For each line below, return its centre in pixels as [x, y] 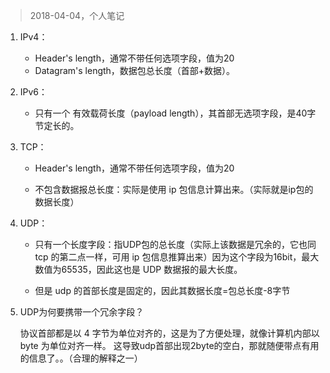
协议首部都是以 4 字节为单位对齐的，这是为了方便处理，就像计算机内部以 [169, 333]
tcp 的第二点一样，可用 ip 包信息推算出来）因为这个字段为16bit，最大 [177, 257]
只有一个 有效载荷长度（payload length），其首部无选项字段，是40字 [175, 113]
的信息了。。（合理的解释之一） [81, 358]
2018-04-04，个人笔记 [77, 15]
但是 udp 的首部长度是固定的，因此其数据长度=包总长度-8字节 [162, 290]
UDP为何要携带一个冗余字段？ [82, 312]
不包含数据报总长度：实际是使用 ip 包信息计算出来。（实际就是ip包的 [174, 189]
